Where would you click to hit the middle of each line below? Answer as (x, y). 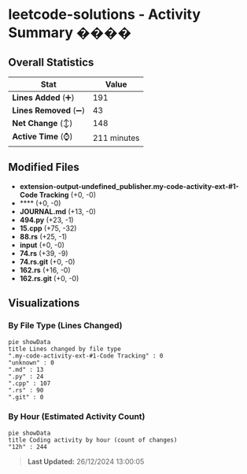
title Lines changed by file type (65, 349)
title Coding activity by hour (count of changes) (93, 440)
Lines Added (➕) (43, 98)
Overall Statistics (51, 62)
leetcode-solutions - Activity (105, 15)
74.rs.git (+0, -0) (47, 261)
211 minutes (116, 138)
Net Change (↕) (42, 123)
